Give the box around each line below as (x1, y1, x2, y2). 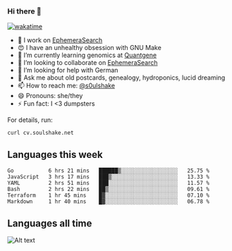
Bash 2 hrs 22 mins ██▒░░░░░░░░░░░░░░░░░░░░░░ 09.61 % (7, 186, 210, 193)
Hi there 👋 (7, 6, 42, 16)
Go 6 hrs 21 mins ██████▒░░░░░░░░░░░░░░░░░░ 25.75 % (7, 167, 210, 175)
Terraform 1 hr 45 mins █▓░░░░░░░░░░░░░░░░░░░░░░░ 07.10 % (7, 192, 210, 200)
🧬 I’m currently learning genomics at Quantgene (17, 51, 157, 59)
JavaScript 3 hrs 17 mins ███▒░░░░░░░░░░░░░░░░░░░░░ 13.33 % (7, 173, 210, 180)
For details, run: (7, 116, 53, 124)
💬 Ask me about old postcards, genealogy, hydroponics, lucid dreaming (17, 73, 226, 82)
